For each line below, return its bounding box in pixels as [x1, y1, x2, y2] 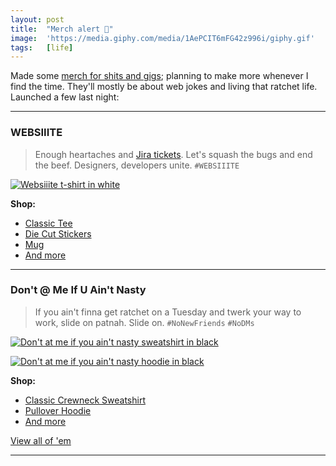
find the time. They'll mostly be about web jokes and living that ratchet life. [10, 81, 318, 93]
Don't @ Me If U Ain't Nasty [10, 283, 147, 297]
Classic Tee [24, 217, 73, 229]
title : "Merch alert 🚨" [10, 24, 114, 34]
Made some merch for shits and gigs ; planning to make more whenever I [10, 70, 309, 82]
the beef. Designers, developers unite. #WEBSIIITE [34, 159, 240, 171]
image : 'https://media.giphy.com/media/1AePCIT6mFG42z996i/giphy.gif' [10, 33, 315, 43]
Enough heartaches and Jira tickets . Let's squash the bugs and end [34, 148, 313, 160]
